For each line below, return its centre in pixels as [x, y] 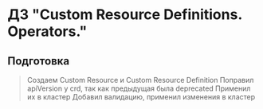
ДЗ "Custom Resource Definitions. [125, 15]
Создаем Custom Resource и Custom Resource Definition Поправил [140, 80]
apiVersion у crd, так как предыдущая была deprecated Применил [139, 88]
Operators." [47, 31]
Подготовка [38, 61]
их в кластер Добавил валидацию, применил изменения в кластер [141, 97]
